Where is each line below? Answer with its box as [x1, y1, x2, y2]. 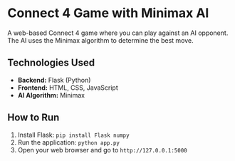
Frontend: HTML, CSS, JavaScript [17, 83, 119, 92]
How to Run [7, 112, 60, 124]
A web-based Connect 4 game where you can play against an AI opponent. [7, 28, 229, 37]
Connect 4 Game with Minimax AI [7, 5, 209, 21]
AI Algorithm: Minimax [17, 90, 85, 99]
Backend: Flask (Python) [17, 76, 91, 84]
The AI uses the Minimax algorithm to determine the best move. [7, 36, 194, 44]
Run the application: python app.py [17, 137, 120, 147]
